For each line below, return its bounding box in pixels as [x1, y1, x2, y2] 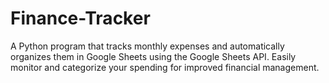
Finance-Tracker [10, 7, 151, 30]
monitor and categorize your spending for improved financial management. [10, 61, 320, 73]
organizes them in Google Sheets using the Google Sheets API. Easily [10, 50, 297, 62]
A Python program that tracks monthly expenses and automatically [10, 40, 285, 52]
